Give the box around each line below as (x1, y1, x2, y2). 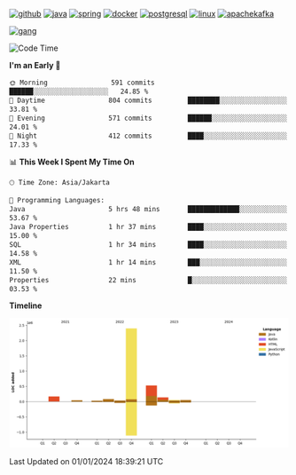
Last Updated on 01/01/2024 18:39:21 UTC (9, 456, 164, 467)
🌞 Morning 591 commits (9, 78, 155, 87)
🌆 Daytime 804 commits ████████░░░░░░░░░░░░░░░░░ (9, 96, 288, 105)
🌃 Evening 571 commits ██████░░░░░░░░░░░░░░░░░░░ (9, 114, 288, 123)
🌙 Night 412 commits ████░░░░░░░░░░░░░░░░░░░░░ (9, 131, 288, 140)
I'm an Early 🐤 (9, 60, 61, 70)
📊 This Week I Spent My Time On (9, 156, 135, 167)
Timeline (9, 300, 43, 311)
